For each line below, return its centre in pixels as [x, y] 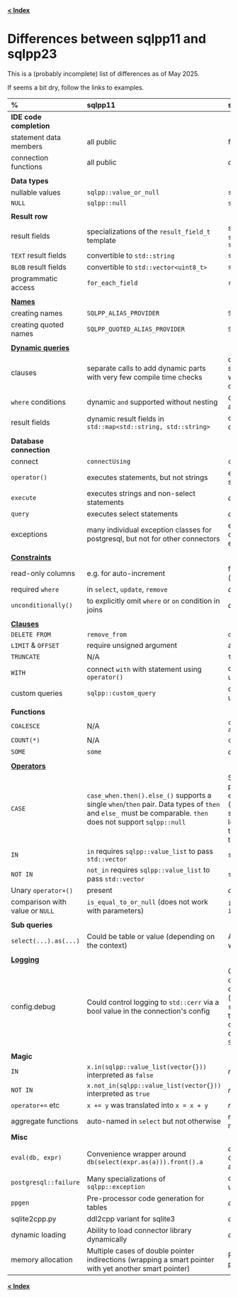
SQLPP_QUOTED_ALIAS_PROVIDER [136, 329]
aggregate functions [45, 1121]
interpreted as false [120, 1075]
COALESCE [25, 726]
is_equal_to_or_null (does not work [148, 901]
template [101, 240]
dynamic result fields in [125, 418]
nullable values [36, 192]
